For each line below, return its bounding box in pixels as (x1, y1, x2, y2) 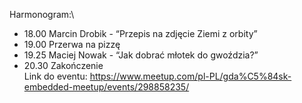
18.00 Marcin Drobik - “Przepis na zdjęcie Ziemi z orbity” (23, 28, 258, 39)
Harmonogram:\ (9, 9, 75, 20)
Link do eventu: (23, 70, 88, 82)
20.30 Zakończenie (23, 60, 104, 71)
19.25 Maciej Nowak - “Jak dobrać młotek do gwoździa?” (23, 49, 259, 61)
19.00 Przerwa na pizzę (23, 39, 121, 50)
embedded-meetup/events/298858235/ (23, 81, 190, 93)
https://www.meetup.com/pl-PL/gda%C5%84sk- (89, 70, 292, 82)
